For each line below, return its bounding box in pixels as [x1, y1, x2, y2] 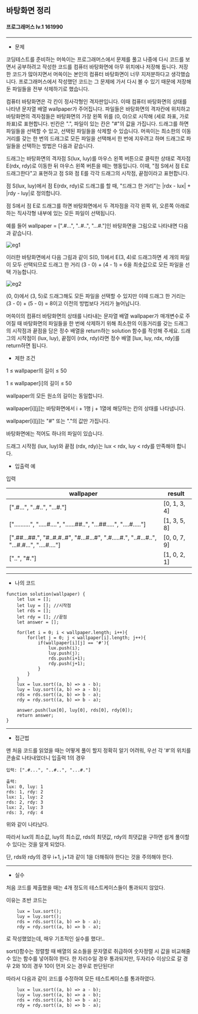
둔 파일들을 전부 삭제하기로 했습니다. [6, 85, 90, 92]
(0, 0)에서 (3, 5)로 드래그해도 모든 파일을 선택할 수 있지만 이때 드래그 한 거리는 [6, 292, 186, 299]
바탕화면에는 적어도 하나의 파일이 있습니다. [6, 430, 104, 437]
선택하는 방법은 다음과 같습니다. [21, 142, 94, 149]
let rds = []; [16, 608, 51, 613]
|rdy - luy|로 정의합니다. [6, 189, 62, 196]
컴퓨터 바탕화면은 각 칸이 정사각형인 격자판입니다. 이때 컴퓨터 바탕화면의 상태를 [6, 98, 187, 105]
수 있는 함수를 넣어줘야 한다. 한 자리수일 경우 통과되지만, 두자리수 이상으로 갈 [6, 955, 182, 962]
